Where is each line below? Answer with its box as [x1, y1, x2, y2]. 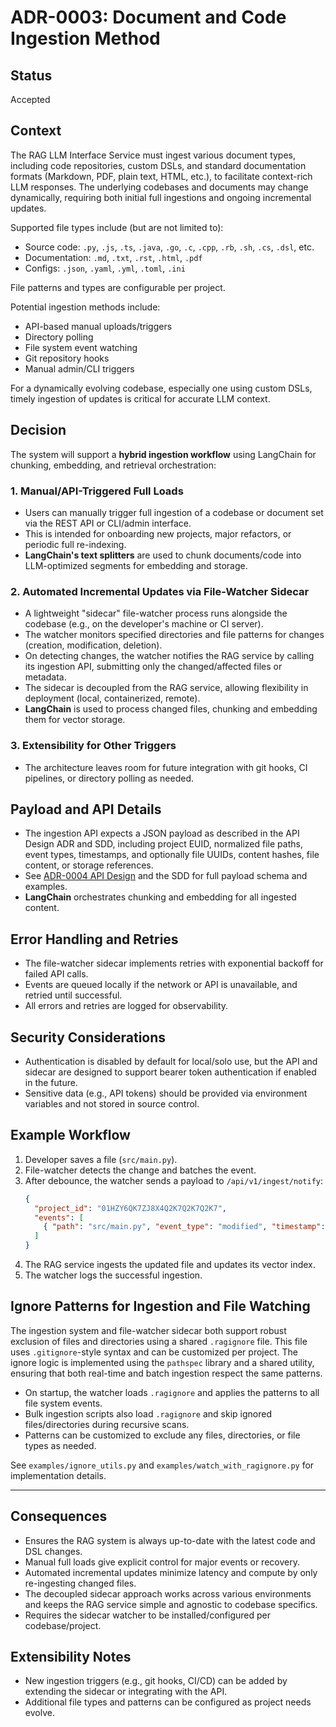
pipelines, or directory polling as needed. [24, 772, 195, 784]
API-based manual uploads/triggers [24, 320, 173, 332]
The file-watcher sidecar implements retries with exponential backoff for [24, 957, 324, 970]
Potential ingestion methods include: [10, 301, 161, 313]
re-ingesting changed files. [24, 1577, 137, 1589]
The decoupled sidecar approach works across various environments [24, 1587, 312, 1600]
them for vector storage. [24, 714, 126, 726]
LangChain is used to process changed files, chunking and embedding [24, 703, 318, 715]
